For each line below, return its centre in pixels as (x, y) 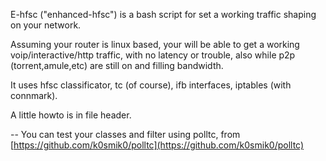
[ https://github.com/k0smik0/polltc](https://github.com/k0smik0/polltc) (157, 145)
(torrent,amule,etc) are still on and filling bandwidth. (117, 65)
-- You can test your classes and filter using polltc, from (125, 134)
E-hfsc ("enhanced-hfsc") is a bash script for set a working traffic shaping (163, 14)
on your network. (46, 25)
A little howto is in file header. (71, 115)
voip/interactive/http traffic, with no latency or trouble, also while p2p (153, 55)
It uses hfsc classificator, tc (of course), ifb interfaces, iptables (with (151, 85)
